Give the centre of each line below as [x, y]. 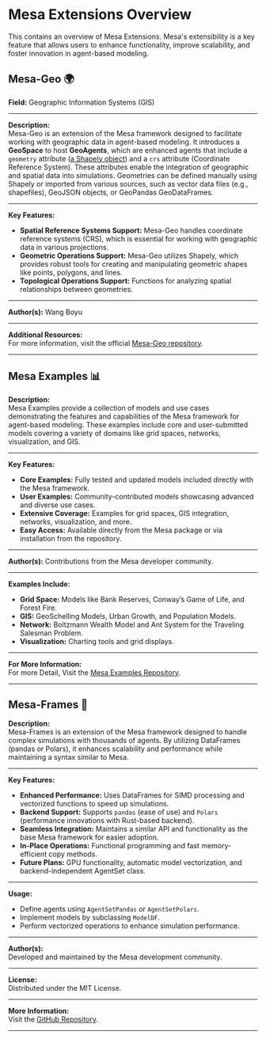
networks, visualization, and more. [76, 521]
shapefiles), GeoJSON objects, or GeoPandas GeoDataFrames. [111, 192]
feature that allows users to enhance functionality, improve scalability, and [129, 44]
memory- [217, 846]
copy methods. [73, 854]
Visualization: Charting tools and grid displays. [97, 641]
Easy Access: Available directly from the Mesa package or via [121, 530]
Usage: [21, 894]
